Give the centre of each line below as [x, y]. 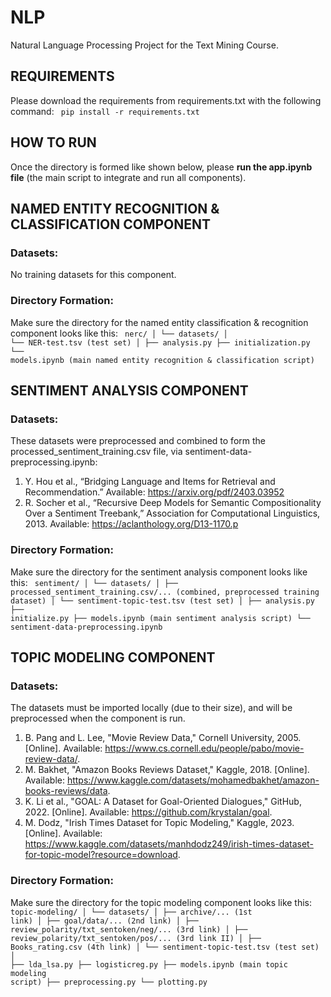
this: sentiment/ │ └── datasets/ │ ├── [94, 582]
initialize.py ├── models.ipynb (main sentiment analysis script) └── [160, 618]
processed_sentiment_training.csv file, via [96, 452]
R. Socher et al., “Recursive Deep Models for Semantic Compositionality [173, 503]
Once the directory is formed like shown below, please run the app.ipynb [161, 167]
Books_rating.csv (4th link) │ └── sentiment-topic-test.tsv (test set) [165, 947]
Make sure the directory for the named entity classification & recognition [159, 322]
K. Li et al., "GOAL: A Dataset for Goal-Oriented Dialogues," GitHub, [163, 802]
